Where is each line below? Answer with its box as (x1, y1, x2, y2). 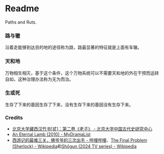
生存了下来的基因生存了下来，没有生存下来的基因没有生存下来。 (5, 102, 133, 107)
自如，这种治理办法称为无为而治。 (5, 76, 74, 82)
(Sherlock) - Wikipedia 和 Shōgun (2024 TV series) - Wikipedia (12, 143, 137, 150)
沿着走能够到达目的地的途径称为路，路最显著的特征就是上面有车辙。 (5, 45, 142, 51)
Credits (5, 114, 23, 121)
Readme (5, 3, 40, 14)
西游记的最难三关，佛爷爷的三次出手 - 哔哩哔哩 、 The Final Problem (12, 137, 147, 143)
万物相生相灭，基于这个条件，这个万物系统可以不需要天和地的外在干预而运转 (5, 70, 159, 76)
